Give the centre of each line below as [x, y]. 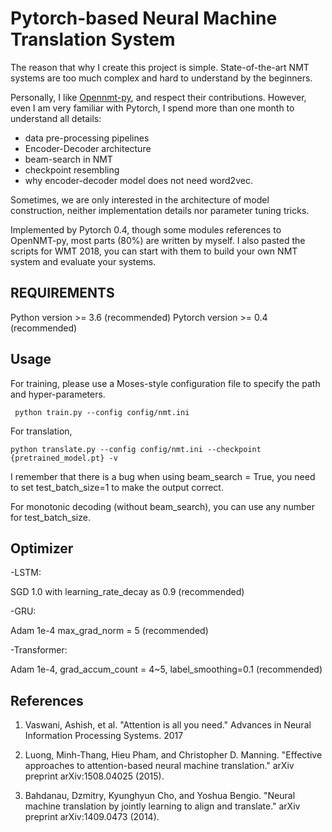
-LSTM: [26, 573]
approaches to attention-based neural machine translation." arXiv [159, 766]
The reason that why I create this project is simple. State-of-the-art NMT [160, 67]
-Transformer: [39, 650]
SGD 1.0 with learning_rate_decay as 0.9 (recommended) [127, 592]
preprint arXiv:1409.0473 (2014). [92, 817]
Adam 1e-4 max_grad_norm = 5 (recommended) [109, 631]
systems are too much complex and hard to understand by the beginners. [161, 78]
